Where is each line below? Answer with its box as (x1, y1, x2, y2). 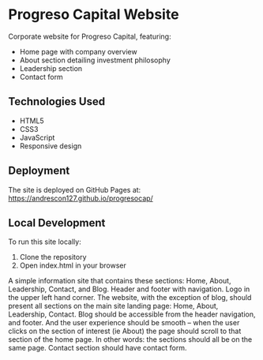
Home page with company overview (19, 47, 137, 56)
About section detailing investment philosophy (19, 55, 171, 65)
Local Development (8, 216, 106, 230)
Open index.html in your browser (19, 261, 126, 270)
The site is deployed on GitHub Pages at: (8, 185, 141, 194)
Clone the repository (19, 253, 87, 262)
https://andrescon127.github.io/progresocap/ (8, 193, 154, 203)
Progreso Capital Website (8, 6, 179, 24)
